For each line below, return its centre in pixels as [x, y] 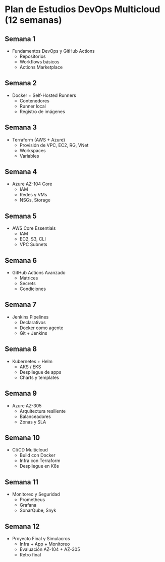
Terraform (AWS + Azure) [39, 139]
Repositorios [33, 56]
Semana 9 [21, 393]
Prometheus [32, 500]
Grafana [28, 505]
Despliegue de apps [40, 372]
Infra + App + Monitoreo [45, 544]
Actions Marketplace [41, 67]
